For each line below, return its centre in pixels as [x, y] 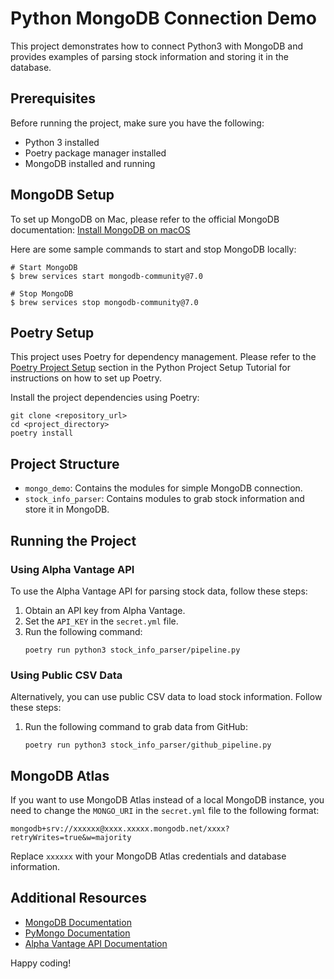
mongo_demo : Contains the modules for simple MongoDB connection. [163, 488]
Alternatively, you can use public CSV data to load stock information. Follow [166, 697]
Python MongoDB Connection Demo [163, 18]
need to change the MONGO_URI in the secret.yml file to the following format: [165, 810]
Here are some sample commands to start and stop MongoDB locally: [153, 249]
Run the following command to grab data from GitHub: [136, 727]
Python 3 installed [62, 142]
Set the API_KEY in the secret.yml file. [101, 621]
